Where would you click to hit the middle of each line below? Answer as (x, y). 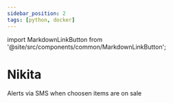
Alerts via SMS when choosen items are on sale (74, 93)
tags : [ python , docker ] (41, 20)
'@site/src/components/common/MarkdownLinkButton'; (87, 47)
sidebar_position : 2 (37, 13)
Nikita (24, 75)
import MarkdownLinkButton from (55, 39)
